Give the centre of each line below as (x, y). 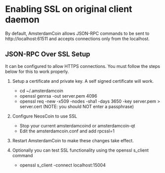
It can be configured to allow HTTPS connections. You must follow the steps (83, 66)
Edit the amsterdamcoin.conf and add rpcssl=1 (67, 131)
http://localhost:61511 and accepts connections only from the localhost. (77, 39)
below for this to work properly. (37, 71)
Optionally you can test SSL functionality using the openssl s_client (81, 150)
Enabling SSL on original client (69, 9)
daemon (22, 20)
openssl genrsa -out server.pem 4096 (58, 96)
